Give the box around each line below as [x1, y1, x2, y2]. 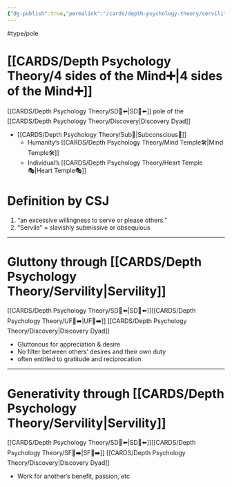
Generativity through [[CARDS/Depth [7, 385, 224, 401]
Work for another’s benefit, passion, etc [17, 472, 130, 481]
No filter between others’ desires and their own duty [17, 347, 166, 356]
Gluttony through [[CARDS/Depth [7, 254, 202, 270]
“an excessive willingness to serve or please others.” [17, 216, 168, 224]
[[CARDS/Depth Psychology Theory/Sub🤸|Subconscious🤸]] [17, 130, 187, 138]
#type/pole [7, 29, 39, 37]
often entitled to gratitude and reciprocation [17, 355, 142, 363]
